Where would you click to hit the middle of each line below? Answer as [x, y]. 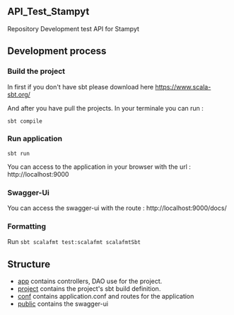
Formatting [27, 226]
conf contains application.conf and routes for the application [106, 297]
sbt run [19, 153]
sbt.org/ [19, 94]
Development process [57, 51]
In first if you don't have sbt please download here [81, 87]
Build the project [36, 72]
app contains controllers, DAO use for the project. [90, 281]
